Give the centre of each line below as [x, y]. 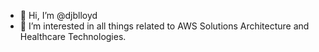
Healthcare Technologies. [73, 36]
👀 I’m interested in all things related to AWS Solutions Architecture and [164, 26]
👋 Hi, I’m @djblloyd [58, 15]
